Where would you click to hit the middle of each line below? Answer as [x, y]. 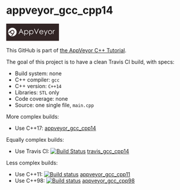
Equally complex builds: [35, 139]
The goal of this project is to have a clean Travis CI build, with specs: [90, 62]
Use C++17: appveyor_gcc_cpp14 [55, 128]
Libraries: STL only [37, 92]
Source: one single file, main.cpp [54, 105]
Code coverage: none [41, 98]
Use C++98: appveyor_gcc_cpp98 [75, 180]
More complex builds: [33, 116]
